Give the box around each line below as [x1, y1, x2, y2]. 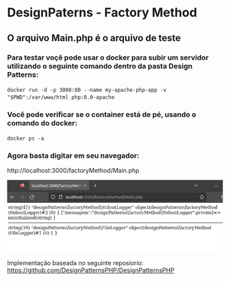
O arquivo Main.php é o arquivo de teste [7, 32, 181, 44]
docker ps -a [7, 135, 44, 142]
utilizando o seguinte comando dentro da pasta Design [7, 61, 193, 71]
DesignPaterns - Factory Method [7, 5, 197, 21]
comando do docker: [7, 118, 77, 127]
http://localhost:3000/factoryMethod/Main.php [7, 167, 140, 175]
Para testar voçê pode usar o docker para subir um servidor [7, 53, 209, 62]
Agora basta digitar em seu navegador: [7, 151, 140, 160]
